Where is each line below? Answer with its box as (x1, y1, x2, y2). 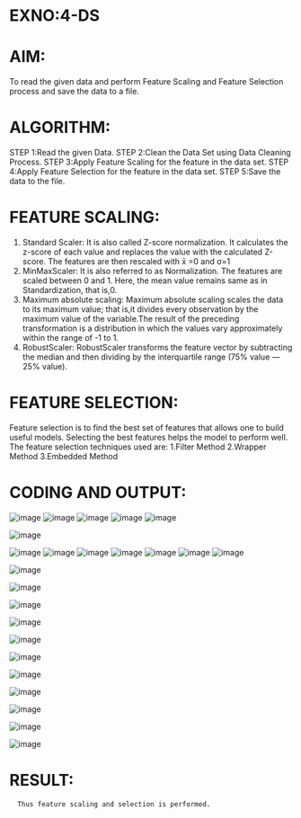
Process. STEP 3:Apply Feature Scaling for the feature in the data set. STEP (9, 156, 289, 167)
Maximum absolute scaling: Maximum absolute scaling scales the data (22, 294, 284, 305)
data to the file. (9, 176, 66, 187)
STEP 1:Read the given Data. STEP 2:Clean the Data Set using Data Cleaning (9, 147, 292, 158)
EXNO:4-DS (9, 5, 101, 26)
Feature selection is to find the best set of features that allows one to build (9, 422, 285, 432)
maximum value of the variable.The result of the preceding (22, 314, 240, 324)
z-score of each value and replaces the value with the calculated (22, 246, 263, 257)
